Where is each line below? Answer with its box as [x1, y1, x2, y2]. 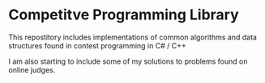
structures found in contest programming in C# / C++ [8, 40, 186, 50]
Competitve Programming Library [8, 6, 239, 24]
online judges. [8, 64, 56, 74]
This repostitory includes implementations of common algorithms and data [8, 32, 258, 42]
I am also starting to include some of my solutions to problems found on [8, 56, 248, 66]
